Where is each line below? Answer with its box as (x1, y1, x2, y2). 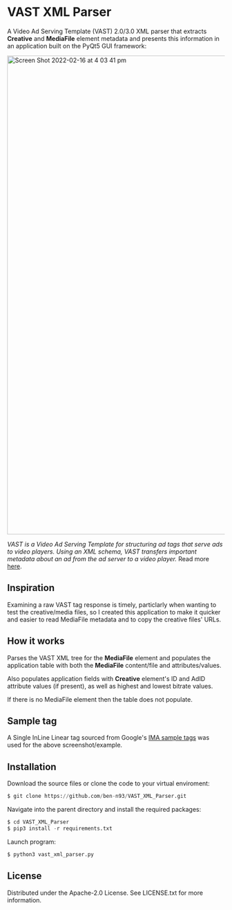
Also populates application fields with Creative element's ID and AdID (7, 674, 206, 682)
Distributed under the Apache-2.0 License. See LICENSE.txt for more (7, 889, 204, 897)
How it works (7, 635, 65, 647)
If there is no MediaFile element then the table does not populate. (7, 695, 193, 703)
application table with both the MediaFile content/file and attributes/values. (7, 661, 222, 669)
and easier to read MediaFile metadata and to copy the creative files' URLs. (7, 615, 222, 624)
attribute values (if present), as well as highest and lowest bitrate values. (7, 682, 213, 690)
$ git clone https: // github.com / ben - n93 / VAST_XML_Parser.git (7, 793, 187, 800)
